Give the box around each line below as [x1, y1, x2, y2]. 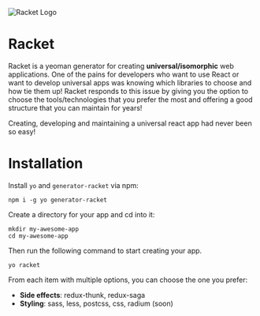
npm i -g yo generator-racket [8, 196, 108, 204]
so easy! [8, 126, 36, 136]
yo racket [8, 261, 41, 269]
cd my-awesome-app [8, 231, 69, 240]
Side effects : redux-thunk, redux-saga [19, 290, 146, 299]
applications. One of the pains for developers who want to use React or [8, 70, 240, 79]
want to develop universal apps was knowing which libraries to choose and [8, 77, 252, 87]
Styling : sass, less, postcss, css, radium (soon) [19, 299, 173, 308]
